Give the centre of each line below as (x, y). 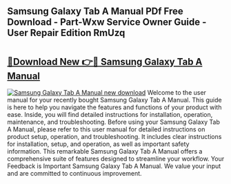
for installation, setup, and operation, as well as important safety (98, 144)
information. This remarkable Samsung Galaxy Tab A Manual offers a (105, 151)
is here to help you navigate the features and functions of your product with (114, 107)
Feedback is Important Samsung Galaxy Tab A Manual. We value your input (114, 166)
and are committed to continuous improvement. (75, 173)
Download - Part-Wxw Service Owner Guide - (107, 22)
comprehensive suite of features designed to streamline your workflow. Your (116, 159)
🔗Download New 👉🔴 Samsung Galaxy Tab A (105, 62)
